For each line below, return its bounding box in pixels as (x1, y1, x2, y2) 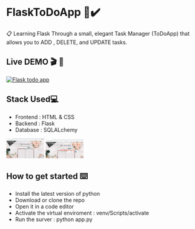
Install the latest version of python (15, 190, 100, 198)
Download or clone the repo (15, 196, 85, 204)
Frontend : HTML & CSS (15, 113, 74, 120)
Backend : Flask (15, 120, 55, 127)
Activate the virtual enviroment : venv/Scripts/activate (15, 210, 150, 217)
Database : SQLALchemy (15, 126, 78, 134)
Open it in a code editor (15, 203, 74, 210)
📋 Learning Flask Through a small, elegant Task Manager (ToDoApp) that (6, 30, 190, 37)
